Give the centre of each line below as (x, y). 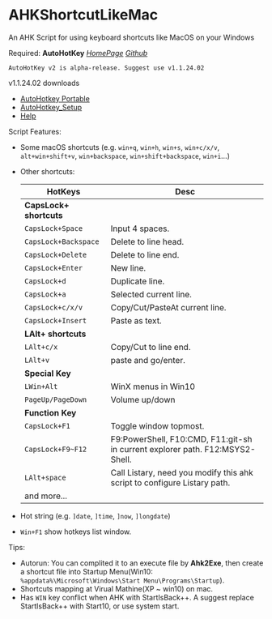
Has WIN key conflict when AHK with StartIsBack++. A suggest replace (137, 597)
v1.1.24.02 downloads (44, 83)
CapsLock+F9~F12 (55, 449)
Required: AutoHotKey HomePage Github (78, 53)
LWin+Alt (41, 386)
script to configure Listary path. (170, 482)
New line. (128, 267)
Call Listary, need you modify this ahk (182, 472)
